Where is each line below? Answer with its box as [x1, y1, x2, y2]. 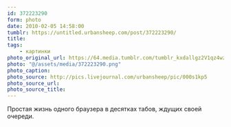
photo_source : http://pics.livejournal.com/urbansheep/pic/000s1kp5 [7, 73, 208, 81]
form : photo [7, 16, 41, 23]
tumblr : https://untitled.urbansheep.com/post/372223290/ [7, 29, 177, 36]
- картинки [19, 48, 51, 55]
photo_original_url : [7, 55, 67, 61]
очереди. [7, 112, 34, 120]
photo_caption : [7, 67, 51, 74]
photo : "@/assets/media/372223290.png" [7, 61, 122, 68]
